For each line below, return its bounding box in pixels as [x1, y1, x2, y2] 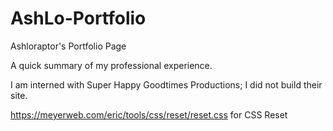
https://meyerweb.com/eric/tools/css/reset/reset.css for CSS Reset [10, 108, 288, 121]
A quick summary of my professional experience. [10, 59, 213, 71]
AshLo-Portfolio [10, 7, 147, 30]
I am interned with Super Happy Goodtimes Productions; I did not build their [10, 78, 323, 91]
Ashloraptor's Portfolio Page [10, 40, 127, 52]
